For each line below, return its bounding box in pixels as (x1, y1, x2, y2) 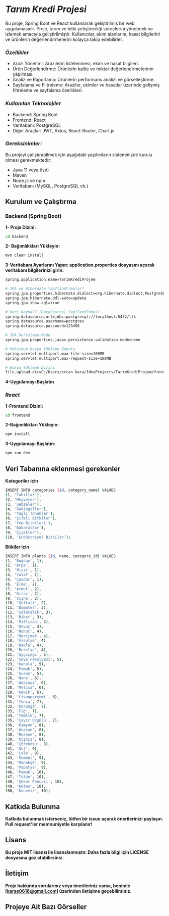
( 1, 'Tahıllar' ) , (5, 492, 42, 497)
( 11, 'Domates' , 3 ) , (5, 605, 49, 610)
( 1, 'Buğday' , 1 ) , (5, 558, 44, 563)
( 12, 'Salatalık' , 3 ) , (5, 610, 53, 615)
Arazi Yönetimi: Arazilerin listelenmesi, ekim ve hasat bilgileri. (12, 61, 139, 67)
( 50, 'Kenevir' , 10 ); (5, 788, 51, 794)
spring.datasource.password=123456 (5, 323, 80, 329)
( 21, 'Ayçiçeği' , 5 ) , (5, 652, 51, 657)
